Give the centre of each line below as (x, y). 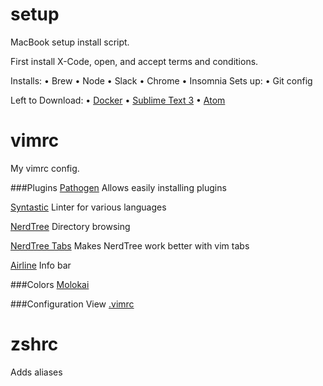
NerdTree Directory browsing (70, 226)
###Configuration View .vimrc (72, 304)
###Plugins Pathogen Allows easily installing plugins (118, 187)
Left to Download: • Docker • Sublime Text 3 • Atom (118, 100)
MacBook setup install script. (70, 42)
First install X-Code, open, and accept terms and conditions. (134, 61)
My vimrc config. (45, 168)
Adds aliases (36, 372)
